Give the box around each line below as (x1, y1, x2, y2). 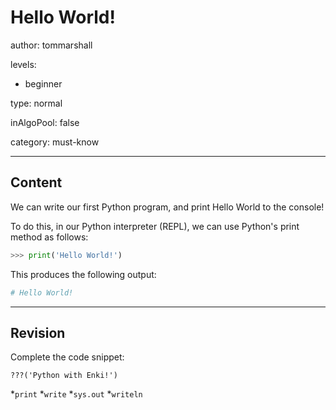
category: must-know (10, 136, 100, 148)
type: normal (10, 97, 63, 109)
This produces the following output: (10, 268, 157, 280)
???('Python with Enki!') (10, 371, 118, 381)
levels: (10, 58, 37, 70)
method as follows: (10, 231, 89, 243)
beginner (24, 77, 63, 90)
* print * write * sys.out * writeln (10, 388, 143, 400)
